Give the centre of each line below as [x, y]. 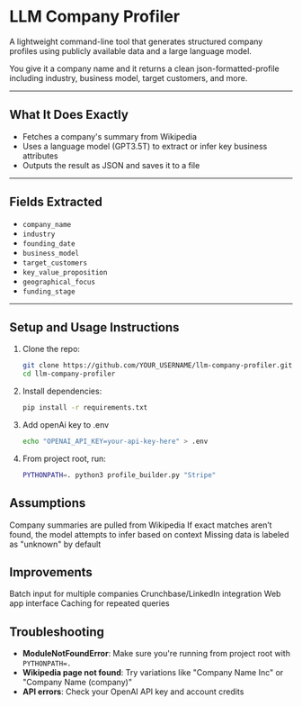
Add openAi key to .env [66, 425]
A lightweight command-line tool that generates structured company [136, 41]
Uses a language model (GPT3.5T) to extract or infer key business [145, 146]
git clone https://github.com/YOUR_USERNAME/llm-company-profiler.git [157, 366]
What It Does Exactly [69, 115]
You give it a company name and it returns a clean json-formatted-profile [145, 68]
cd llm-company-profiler [69, 374]
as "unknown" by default [55, 544]
